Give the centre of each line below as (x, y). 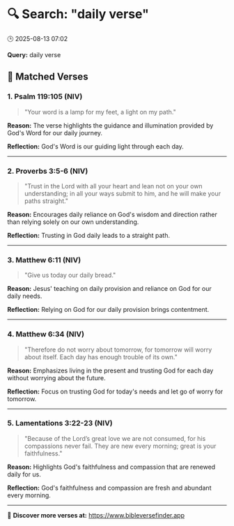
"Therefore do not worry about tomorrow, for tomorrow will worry (118, 350)
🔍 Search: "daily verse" (78, 14)
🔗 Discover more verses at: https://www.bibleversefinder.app (96, 515)
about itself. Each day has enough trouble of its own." (101, 356)
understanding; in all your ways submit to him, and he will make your (123, 193)
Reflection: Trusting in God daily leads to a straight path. (89, 235)
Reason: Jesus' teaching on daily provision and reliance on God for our (109, 289)
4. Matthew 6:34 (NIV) (46, 334)
